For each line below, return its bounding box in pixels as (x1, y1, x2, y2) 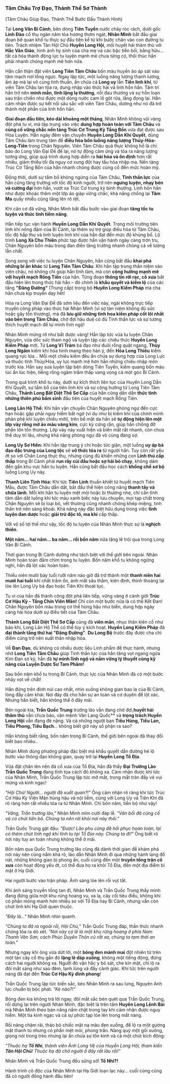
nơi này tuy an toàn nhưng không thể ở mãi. (5, 836, 96, 843)
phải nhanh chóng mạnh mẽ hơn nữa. (5, 58, 84, 65)
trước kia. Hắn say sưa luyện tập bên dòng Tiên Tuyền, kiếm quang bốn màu (5, 364, 165, 370)
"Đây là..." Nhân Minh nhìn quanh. (5, 913, 77, 919)
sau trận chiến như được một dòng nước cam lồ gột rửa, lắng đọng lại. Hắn (5, 95, 161, 101)
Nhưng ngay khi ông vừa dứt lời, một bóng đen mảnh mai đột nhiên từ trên (5, 949, 161, 955)
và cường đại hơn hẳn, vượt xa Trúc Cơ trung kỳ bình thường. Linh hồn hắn (5, 185, 161, 191)
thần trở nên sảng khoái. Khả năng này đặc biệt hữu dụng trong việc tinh (5, 506, 157, 512)
